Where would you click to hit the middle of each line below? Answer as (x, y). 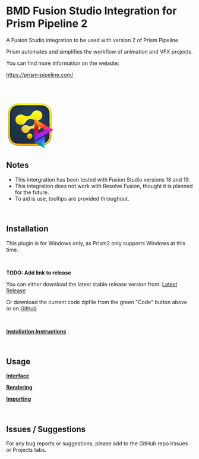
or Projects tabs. (26, 450)
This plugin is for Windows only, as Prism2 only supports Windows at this (96, 243)
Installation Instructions (36, 331)
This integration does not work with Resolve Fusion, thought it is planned (104, 186)
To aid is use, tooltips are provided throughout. (72, 198)
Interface (18, 376)
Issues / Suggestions (46, 429)
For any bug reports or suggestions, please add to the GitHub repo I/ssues (97, 444)
